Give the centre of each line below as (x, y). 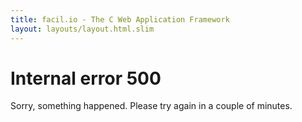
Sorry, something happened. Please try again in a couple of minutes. (151, 106)
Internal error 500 (86, 78)
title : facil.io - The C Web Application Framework (120, 19)
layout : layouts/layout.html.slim (82, 29)
